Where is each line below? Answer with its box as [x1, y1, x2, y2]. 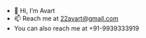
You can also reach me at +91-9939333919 [13, 24, 139, 32]
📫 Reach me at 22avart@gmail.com [13, 15, 119, 22]
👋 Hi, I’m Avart [13, 7, 55, 15]
